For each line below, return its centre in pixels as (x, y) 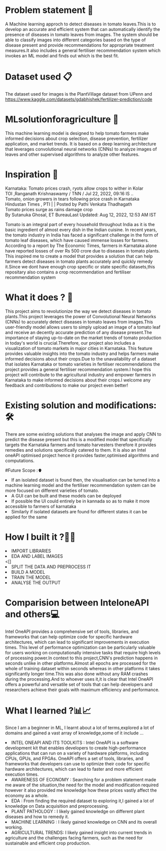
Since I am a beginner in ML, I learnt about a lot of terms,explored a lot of (80, 728)
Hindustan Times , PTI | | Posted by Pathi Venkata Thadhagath (69, 204)
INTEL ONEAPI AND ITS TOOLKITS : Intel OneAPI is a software (75, 743)
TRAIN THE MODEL (31, 577)
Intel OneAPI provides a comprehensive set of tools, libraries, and (72, 631)
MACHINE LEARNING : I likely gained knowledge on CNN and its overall (84, 822)
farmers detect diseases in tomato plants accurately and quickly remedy (79, 261)
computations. (20, 461)
